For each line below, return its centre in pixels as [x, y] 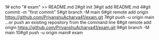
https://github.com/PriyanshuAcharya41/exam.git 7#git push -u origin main [79, 17]
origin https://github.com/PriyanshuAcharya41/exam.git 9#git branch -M [77, 27]
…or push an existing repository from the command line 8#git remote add [78, 22]
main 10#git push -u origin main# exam [44, 33]
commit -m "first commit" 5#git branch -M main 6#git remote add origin [77, 12]
